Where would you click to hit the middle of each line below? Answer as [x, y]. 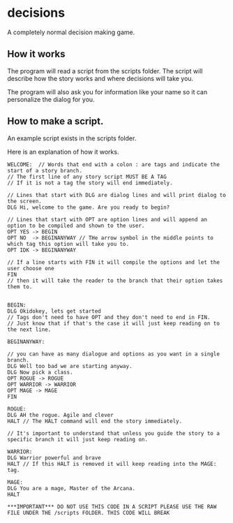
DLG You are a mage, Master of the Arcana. [72, 488]
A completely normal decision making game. [71, 32]
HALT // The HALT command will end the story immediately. [95, 421]
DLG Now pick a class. [40, 372]
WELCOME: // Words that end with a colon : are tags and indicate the [113, 164]
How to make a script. [55, 121]
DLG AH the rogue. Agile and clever [60, 415]
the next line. [29, 330]
